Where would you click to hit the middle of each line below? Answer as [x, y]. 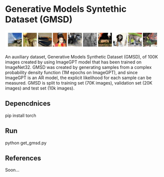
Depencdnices [28, 103]
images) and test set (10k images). [40, 88]
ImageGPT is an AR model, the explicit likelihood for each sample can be [78, 78]
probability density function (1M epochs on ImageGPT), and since [71, 72]
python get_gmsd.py [26, 143]
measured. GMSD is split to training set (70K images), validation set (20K [79, 83]
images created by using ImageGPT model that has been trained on [73, 62]
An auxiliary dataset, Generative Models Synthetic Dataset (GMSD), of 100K [82, 57]
